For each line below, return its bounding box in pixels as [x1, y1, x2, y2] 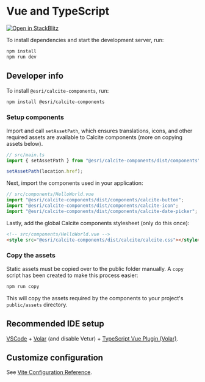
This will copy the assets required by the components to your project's [6, 294, 184, 301]
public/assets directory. [6, 301, 68, 308]
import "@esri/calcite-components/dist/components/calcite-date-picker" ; [6, 208, 198, 214]
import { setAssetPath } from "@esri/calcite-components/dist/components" [6, 157, 201, 164]
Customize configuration [6, 352, 104, 362]
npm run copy [6, 283, 40, 289]
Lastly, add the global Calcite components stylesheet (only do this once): [6, 219, 190, 226]
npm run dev [6, 54, 37, 60]
